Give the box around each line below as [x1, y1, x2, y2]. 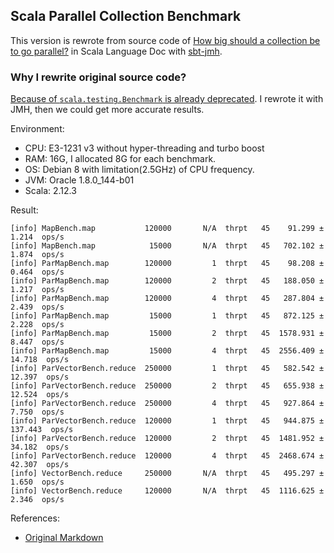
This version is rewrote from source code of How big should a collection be [10, 34, 321, 46]
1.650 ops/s [10, 477, 65, 488]
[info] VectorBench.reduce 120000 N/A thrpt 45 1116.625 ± [10, 486, 325, 496]
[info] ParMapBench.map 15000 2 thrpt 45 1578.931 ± [10, 329, 325, 339]
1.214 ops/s [10, 232, 65, 243]
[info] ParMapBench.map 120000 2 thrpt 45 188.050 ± [10, 276, 325, 286]
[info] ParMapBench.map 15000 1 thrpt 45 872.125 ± [10, 311, 325, 321]
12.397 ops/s [10, 372, 70, 383]
